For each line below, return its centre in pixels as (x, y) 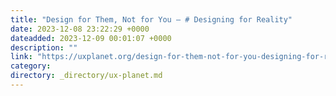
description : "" (44, 47)
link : (21, 57)
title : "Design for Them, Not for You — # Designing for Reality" (151, 19)
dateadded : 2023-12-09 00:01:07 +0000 (91, 38)
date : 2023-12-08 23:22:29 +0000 (80, 29)
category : (31, 66)
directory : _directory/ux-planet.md (86, 76)
